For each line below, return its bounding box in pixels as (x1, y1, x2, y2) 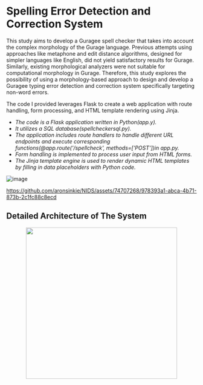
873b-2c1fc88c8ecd (6, 193, 57, 200)
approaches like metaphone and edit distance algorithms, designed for (6, 50, 182, 57)
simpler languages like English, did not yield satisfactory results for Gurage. (6, 56, 195, 64)
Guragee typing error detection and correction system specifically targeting (6, 82, 195, 89)
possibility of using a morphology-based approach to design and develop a (6, 76, 193, 83)
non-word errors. (6, 88, 50, 96)
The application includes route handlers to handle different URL (14, 131, 174, 139)
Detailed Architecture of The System (6, 211, 147, 222)
